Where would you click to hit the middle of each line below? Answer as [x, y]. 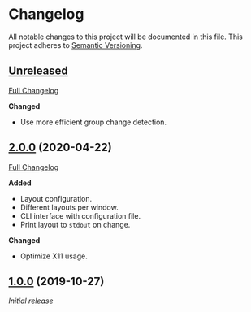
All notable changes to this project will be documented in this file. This [126, 37]
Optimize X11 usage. [54, 256]
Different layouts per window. [69, 207]
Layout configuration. [56, 198]
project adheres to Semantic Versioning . [76, 45]
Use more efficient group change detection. [93, 122]
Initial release [31, 301]
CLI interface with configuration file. [80, 215]
